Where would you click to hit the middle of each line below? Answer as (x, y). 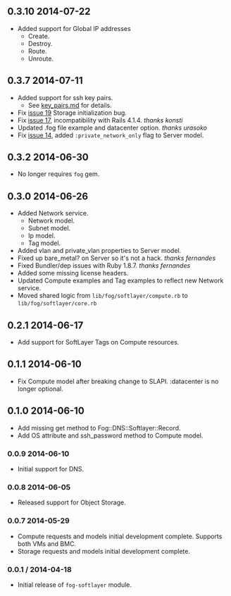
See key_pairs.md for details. (70, 105)
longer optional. (40, 389)
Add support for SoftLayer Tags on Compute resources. (98, 342)
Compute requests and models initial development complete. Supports (120, 536)
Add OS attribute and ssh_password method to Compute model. (110, 435)
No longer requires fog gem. (58, 174)
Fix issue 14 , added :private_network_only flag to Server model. (111, 135)
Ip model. (42, 236)
